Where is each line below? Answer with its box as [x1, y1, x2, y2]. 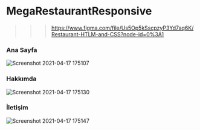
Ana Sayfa [6, 45, 37, 54]
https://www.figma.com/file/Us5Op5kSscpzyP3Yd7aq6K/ [51, 24, 194, 31]
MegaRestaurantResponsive [6, 4, 152, 18]
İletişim [6, 103, 28, 112]
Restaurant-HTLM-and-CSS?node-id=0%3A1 [51, 30, 164, 37]
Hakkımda [6, 74, 37, 83]
